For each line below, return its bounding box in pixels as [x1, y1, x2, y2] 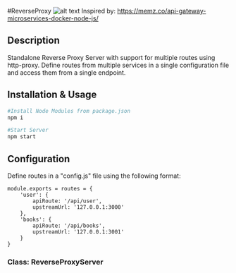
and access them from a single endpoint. [7, 68, 126, 77]
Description [7, 35, 60, 47]
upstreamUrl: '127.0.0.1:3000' [32, 203, 125, 211]
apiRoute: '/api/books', [32, 222, 106, 229]
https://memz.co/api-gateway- [117, 7, 206, 15]
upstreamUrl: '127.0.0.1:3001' [32, 228, 125, 236]
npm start [7, 133, 37, 140]
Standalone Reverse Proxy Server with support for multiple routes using [7, 53, 216, 61]
